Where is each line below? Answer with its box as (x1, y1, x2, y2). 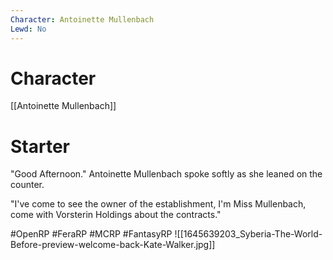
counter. (10, 179, 45, 191)
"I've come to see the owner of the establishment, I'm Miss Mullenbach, (10, 198, 307, 210)
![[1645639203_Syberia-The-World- (174, 228, 323, 240)
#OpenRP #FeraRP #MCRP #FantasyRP (10, 228, 173, 240)
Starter (10, 135, 70, 158)
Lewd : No (10, 24, 47, 34)
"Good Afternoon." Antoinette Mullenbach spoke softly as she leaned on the (10, 168, 323, 180)
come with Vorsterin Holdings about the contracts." (10, 209, 222, 221)
